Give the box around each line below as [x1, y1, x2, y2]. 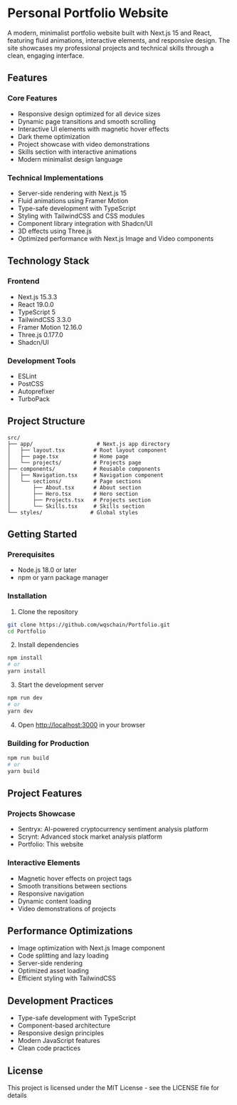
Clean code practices [17, 1044, 81, 1052]
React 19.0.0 [17, 300, 54, 308]
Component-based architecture [17, 1021, 110, 1030]
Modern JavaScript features [17, 1037, 100, 1045]
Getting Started [7, 529, 78, 541]
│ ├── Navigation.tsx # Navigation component [7, 472, 164, 479]
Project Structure [7, 415, 85, 427]
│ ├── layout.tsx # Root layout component [7, 447, 167, 454]
